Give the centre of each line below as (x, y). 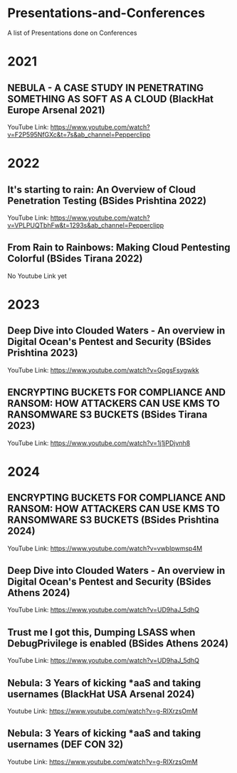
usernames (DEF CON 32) (65, 745)
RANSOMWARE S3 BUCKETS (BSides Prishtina (113, 520)
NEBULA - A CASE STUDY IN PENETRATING (106, 88)
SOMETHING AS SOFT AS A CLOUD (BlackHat (110, 98)
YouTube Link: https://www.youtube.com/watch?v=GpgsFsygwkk (103, 370)
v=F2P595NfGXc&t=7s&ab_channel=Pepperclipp (79, 134)
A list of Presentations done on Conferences (72, 33)
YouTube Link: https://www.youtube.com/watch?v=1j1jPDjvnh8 (99, 443)
